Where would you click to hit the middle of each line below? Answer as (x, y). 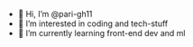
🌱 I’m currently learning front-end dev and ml (101, 33)
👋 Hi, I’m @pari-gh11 (55, 14)
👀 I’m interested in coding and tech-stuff (93, 23)
